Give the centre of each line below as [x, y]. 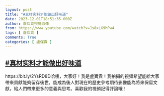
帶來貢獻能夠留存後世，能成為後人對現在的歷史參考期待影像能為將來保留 [79, 82]
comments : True [21, 38]
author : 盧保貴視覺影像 [27, 24]
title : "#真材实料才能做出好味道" [37, 14]
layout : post [19, 10]
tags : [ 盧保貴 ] [22, 33]
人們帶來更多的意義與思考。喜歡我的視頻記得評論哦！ [73, 88]
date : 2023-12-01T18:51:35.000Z [39, 19]
